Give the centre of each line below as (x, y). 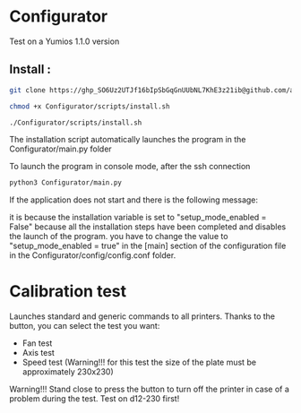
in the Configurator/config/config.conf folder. (93, 255)
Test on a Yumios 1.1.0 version (64, 41)
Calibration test (68, 292)
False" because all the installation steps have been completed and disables (148, 227)
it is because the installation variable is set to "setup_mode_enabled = (138, 218)
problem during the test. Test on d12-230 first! (95, 399)
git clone (28, 90)
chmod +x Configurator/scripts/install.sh (90, 106)
